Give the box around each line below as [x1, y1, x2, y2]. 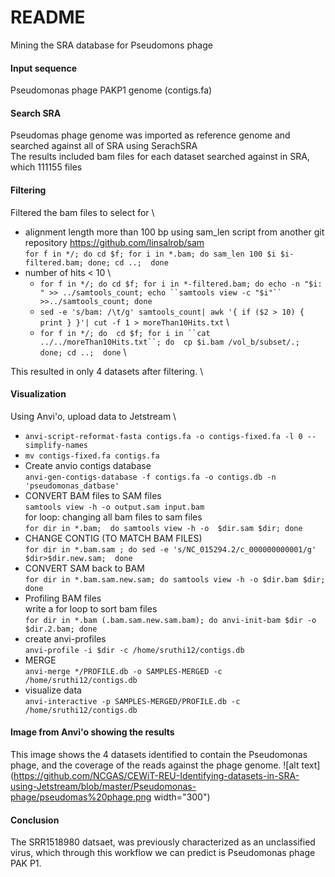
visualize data [24, 684, 82, 696]
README [10, 6, 86, 29]
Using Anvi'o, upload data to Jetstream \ [10, 410, 177, 422]
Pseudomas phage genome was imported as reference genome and [10, 129, 291, 141]
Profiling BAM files [24, 592, 102, 604]
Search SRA [10, 107, 62, 119]
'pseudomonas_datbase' [24, 481, 120, 491]
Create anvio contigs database [24, 459, 152, 471]
